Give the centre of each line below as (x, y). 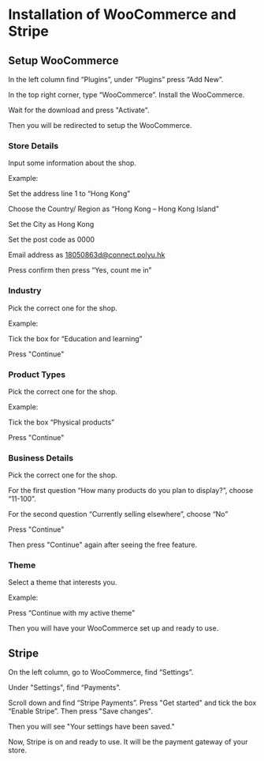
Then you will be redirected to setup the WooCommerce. (100, 125)
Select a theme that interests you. (63, 582)
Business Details (41, 458)
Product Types (37, 375)
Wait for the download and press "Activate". (79, 110)
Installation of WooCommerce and (122, 15)
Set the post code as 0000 (52, 239)
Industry (25, 291)
